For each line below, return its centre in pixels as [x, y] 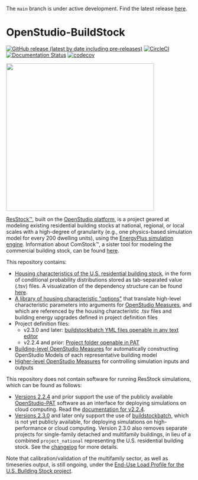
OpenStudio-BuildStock [66, 32]
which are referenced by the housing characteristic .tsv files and [93, 311]
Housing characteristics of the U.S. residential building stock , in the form [103, 273]
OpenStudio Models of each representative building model [86, 355]
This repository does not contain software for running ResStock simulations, [99, 379]
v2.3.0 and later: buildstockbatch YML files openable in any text [101, 329]
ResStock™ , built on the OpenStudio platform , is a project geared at [88, 219]
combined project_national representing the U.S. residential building [99, 440]
